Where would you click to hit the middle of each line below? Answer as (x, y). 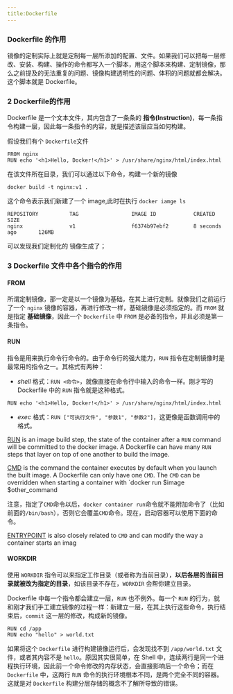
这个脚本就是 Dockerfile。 (44, 81)
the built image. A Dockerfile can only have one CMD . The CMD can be (104, 475)
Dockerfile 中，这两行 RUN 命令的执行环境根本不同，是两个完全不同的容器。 (115, 675)
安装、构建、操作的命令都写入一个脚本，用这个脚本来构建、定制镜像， (119, 64)
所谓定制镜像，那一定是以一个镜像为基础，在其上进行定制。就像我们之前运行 (116, 299)
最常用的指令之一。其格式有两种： (56, 366)
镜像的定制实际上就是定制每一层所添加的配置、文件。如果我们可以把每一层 (113, 56)
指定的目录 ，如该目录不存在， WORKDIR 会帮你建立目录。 (116, 583)
